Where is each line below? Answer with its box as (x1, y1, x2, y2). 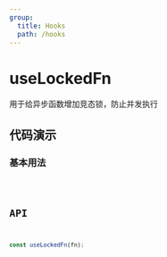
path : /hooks (17, 29, 66, 38)
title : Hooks (17, 21, 66, 30)
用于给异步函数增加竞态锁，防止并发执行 (9, 99, 158, 110)
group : (9, 12, 34, 22)
